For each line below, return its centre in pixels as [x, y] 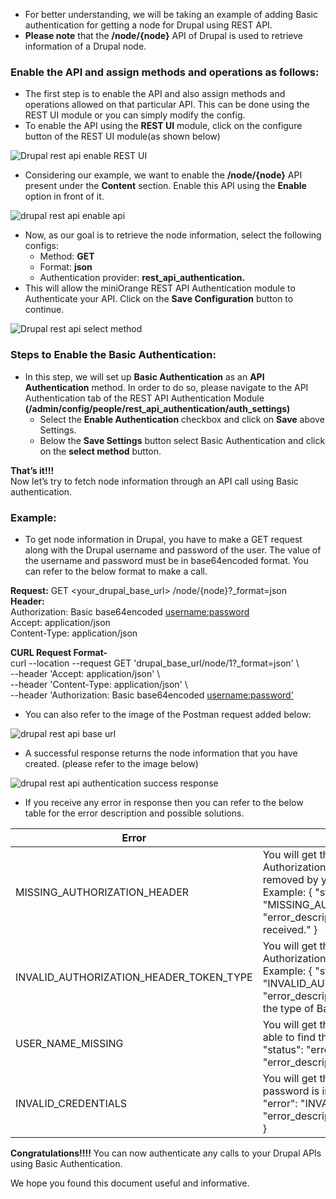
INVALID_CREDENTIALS [71, 1103]
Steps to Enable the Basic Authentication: [113, 355]
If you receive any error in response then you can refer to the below [164, 802]
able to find [289, 1037]
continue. [44, 310]
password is [291, 1091]
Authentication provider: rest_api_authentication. [142, 278]
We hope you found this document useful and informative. [130, 1183]
